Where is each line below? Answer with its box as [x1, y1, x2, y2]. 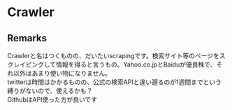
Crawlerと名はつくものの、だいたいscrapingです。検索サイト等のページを [7, 52, 220, 60]
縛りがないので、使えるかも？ [7, 87, 93, 95]
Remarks [7, 32, 48, 44]
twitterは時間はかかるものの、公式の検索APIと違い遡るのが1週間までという [7, 78, 222, 86]
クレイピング [7, 60, 44, 69]
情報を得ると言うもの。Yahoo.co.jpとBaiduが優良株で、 [55, 60, 217, 69]
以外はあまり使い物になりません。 [13, 69, 112, 77]
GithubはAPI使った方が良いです [7, 95, 98, 104]
